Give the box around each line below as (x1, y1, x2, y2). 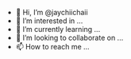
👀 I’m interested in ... (15, 16, 83, 26)
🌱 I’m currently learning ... (15, 25, 101, 33)
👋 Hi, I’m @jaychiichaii (15, 8, 89, 17)
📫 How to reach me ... (15, 42, 90, 51)
